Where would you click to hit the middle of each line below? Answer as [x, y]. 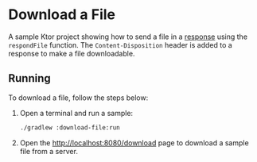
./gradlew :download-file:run [70, 127]
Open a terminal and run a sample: [76, 113]
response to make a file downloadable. [72, 53]
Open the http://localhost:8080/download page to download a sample [134, 143]
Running [30, 78]
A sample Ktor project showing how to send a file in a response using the [128, 37]
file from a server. [49, 151]
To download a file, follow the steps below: [78, 98]
